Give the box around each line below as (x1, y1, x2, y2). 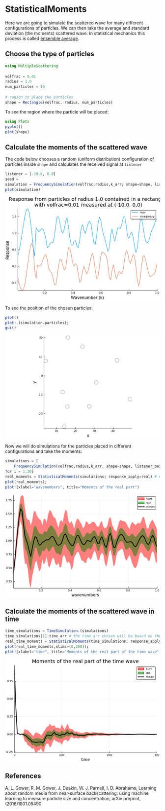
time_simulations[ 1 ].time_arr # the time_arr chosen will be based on (5, 634, 153, 639)
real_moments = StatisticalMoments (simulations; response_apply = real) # (5, 474, 157, 479)
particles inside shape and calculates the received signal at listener (5, 161, 142, 167)
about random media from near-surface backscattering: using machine (5, 790, 149, 796)
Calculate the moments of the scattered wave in (5, 607, 155, 615)
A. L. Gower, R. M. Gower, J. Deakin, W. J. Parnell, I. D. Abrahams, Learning (5, 785, 157, 791)
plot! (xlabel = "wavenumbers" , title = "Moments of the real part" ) (5, 484, 139, 489)
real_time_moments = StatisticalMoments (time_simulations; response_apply (5, 639, 162, 644)
